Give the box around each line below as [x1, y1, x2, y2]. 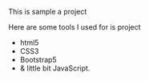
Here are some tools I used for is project [8, 22, 142, 31]
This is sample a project [8, 7, 87, 16]
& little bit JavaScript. [19, 63, 91, 73]
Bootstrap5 [19, 55, 58, 64]
